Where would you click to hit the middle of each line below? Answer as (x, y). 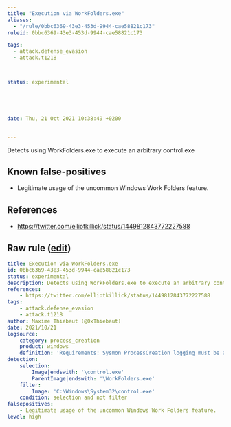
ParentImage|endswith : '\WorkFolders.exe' (93, 378)
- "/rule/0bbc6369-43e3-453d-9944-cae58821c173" (84, 26)
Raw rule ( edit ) (39, 248)
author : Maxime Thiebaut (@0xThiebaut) (64, 321)
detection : (23, 360)
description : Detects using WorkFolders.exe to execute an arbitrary (109, 283)
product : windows (44, 347)
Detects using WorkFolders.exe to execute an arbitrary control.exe (101, 150)
